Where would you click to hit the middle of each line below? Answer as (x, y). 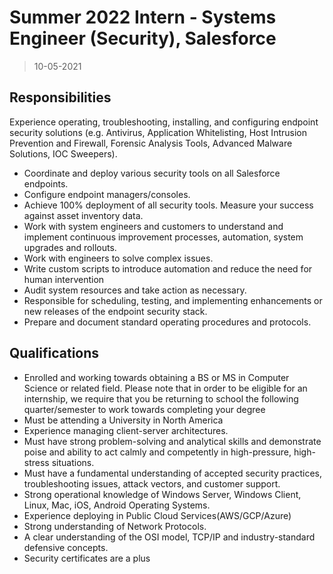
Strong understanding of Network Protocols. (115, 526)
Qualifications (54, 353)
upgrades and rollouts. (70, 247)
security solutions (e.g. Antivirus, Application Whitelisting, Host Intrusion (158, 132)
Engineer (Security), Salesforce (143, 38)
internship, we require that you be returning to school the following (161, 398)
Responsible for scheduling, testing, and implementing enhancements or (173, 300)
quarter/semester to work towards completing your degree (144, 409)
